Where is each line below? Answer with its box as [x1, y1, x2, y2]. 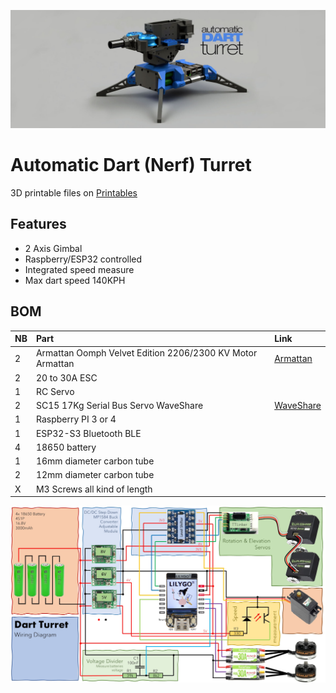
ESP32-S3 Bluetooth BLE [35, 427, 142, 439]
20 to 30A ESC [35, 371, 98, 384]
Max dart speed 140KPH [24, 274, 126, 286]
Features [10, 216, 67, 233]
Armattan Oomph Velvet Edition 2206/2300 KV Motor [35, 347, 258, 359]
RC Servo [35, 385, 75, 397]
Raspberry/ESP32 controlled [24, 253, 143, 265]
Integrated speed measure [24, 263, 135, 275]
